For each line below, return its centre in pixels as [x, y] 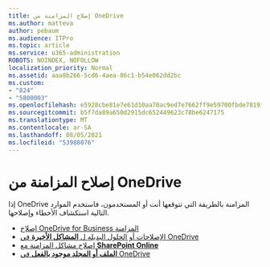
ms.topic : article [39, 46]
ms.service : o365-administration [64, 53]
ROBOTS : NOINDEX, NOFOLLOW [53, 61]
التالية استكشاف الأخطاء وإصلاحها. [59, 212]
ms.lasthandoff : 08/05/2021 [55, 135]
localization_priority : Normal [61, 68]
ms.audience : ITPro [41, 38]
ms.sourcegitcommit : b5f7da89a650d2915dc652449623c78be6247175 [117, 113]
